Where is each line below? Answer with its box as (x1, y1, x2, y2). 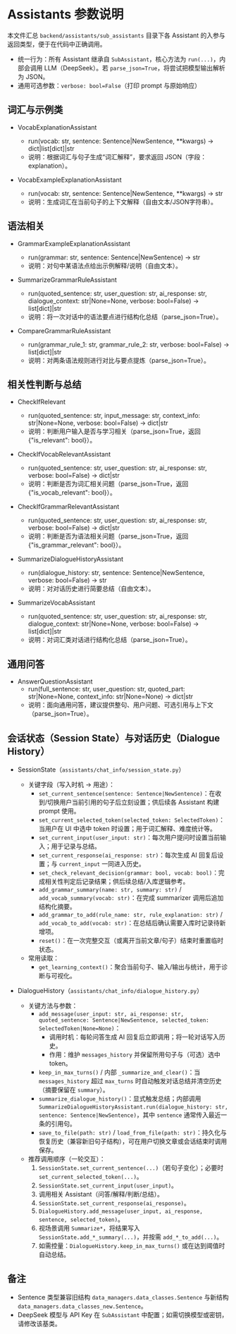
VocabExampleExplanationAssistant (17, 175, 122, 184)
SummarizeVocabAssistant (17, 598, 96, 607)
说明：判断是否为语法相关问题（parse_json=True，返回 (27, 532, 189, 541)
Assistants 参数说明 (7, 6, 124, 23)
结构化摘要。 (38, 903, 76, 910)
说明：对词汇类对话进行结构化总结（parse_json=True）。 (27, 636, 192, 644)
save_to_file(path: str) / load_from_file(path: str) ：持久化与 (38, 1128, 227, 1137)
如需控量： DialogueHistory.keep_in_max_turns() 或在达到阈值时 (38, 1242, 225, 1249)
